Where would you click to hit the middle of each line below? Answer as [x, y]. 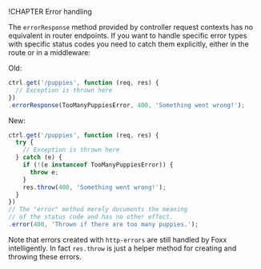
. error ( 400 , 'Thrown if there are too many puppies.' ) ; [103, 224]
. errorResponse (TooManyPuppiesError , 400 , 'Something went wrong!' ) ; [127, 105]
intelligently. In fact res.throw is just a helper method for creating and [122, 248]
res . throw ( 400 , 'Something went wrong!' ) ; [94, 187]
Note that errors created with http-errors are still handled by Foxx [118, 239]
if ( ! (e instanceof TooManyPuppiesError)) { [98, 165]
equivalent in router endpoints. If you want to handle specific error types [128, 36]
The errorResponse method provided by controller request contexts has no [131, 27]
